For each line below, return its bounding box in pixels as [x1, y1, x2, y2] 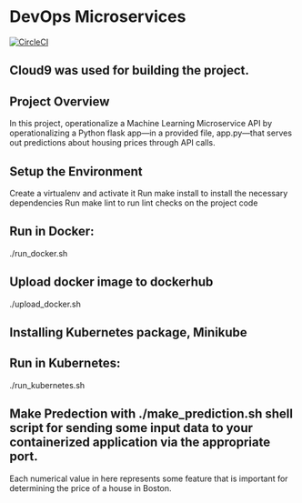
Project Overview [9, 94, 110, 109]
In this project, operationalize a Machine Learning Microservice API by [9, 118, 273, 129]
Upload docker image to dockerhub [9, 275, 214, 290]
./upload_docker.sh [9, 298, 82, 309]
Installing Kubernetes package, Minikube [9, 325, 247, 340]
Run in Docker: [9, 224, 95, 239]
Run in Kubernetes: [9, 356, 121, 371]
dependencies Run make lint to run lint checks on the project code [9, 197, 258, 208]
